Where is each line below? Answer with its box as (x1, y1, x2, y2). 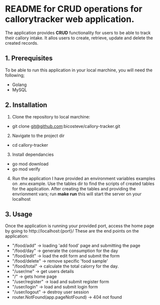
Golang (12, 82, 27, 87)
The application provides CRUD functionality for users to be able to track (5, 30, 151, 35)
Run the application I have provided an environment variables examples (12, 175, 156, 181)
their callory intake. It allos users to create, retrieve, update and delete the (5, 35, 153, 41)
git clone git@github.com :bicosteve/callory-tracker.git (12, 123, 121, 129)
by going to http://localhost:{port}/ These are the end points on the (5, 228, 139, 234)
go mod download (12, 161, 49, 167)
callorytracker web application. (5, 14, 135, 25)
